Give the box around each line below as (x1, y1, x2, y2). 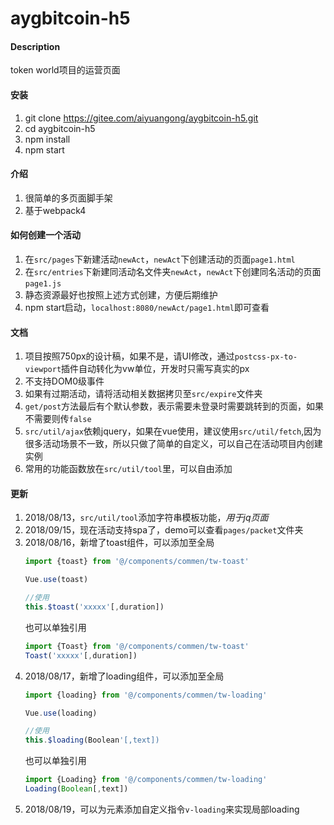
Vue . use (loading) (24, 708, 98, 718)
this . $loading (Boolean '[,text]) (24, 735, 160, 746)
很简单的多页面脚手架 (24, 192, 113, 204)
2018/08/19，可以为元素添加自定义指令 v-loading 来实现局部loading (24, 803, 300, 815)
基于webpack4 (24, 204, 87, 216)
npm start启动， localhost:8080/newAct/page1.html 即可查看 (24, 302, 270, 313)
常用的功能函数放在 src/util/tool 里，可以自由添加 (24, 463, 233, 475)
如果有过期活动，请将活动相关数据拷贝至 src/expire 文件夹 (24, 388, 263, 400)
